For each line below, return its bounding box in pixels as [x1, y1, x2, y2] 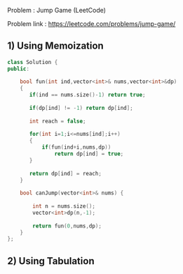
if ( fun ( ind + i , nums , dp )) [41, 144, 111, 151]
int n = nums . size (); [32, 203, 96, 210]
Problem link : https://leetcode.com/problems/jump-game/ [7, 20, 176, 27]
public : [7, 65, 30, 73]
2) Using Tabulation [7, 255, 95, 267]
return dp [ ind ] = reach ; [29, 170, 102, 177]
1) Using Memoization [7, 40, 104, 52]
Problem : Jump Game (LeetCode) [7, 6, 107, 14]
